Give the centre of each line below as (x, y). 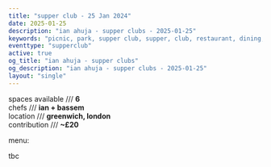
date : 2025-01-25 (38, 23)
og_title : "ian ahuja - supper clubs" (73, 61)
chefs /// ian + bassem (46, 107)
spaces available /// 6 (44, 98)
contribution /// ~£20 (44, 124)
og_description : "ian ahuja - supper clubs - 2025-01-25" (108, 69)
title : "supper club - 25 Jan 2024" (70, 16)
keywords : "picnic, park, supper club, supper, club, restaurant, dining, (137, 38)
